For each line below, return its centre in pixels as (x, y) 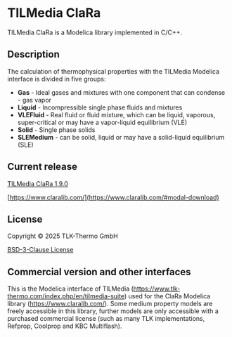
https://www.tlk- (157, 289)
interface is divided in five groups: (57, 79)
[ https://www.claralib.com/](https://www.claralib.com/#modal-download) (113, 197)
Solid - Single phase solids (56, 130)
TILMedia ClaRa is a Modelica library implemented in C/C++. (95, 32)
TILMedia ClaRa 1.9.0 (38, 183)
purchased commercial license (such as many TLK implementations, (106, 319)
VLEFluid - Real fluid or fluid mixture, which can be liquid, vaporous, (116, 114)
